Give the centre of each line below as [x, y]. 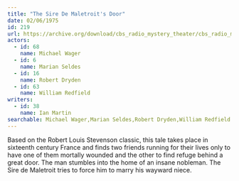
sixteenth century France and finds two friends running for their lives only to [119, 147]
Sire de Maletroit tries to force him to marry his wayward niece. [100, 170]
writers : [20, 100]
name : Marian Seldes [51, 67]
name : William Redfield [55, 93]
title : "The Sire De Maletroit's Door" [67, 14]
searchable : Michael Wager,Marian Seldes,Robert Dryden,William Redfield [119, 119]
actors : [19, 40]
